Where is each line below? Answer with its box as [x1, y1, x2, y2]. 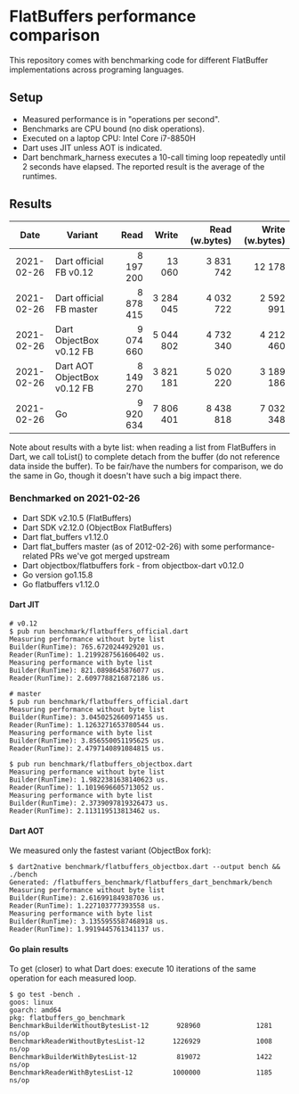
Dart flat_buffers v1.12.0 [21, 531, 109, 542]
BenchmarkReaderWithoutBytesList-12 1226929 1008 [9, 1037, 273, 1046]
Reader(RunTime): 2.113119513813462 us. [9, 807, 162, 816]
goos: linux [9, 998, 53, 1007]
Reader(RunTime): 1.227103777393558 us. [9, 901, 162, 911]
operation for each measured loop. [9, 973, 137, 983]
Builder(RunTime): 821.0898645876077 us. [9, 667, 166, 675]
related [21, 551, 49, 561]
